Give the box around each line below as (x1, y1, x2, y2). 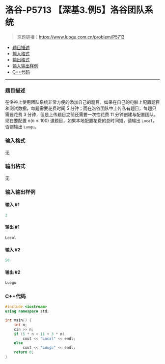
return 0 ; (14, 350, 34, 355)
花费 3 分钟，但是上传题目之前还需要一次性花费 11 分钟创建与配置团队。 (13, 112, 158, 118)
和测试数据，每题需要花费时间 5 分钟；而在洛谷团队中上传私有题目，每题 (5, 105, 152, 111)
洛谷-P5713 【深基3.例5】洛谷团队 (5, 4, 145, 16)
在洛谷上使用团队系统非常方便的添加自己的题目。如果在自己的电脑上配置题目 (5, 99, 160, 105)
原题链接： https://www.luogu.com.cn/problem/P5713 (17, 34, 125, 40)
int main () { (5, 318, 32, 323)
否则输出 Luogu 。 (5, 124, 39, 130)
